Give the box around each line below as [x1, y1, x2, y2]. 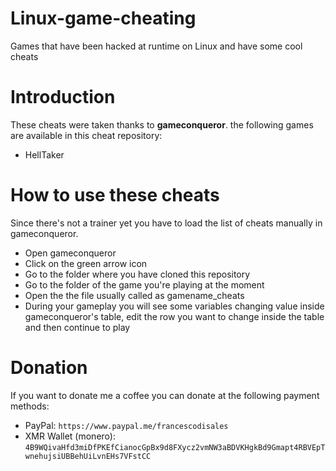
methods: [10, 400, 50, 412]
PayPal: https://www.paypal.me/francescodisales [24, 419, 229, 431]
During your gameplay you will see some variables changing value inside [24, 300, 325, 312]
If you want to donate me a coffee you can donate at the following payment [10, 389, 320, 401]
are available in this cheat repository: [10, 129, 163, 141]
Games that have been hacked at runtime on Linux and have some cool [10, 40, 303, 52]
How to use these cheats [10, 184, 220, 207]
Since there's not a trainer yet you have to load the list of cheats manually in [10, 217, 323, 229]
